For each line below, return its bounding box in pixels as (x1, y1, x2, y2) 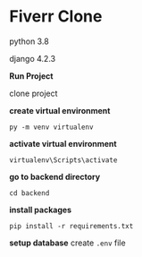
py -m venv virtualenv (9, 123, 94, 132)
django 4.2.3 (9, 53, 56, 64)
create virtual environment (9, 105, 111, 116)
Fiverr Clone (9, 6, 103, 27)
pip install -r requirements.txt (9, 221, 134, 230)
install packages (9, 204, 72, 215)
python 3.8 (9, 36, 49, 47)
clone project (9, 88, 58, 99)
